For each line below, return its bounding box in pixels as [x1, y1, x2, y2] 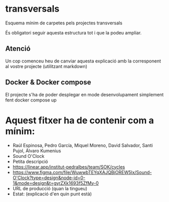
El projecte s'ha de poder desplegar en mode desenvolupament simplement [5, 91, 164, 97]
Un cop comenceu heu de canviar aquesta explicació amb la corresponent [5, 58, 161, 64]
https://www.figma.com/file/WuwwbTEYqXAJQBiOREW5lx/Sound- [12, 169, 152, 175]
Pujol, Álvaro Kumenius [12, 148, 61, 154]
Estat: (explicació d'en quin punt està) [12, 191, 92, 197]
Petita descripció [12, 158, 48, 164]
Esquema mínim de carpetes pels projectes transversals [5, 20, 123, 26]
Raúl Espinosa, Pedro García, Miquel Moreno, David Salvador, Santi [12, 142, 153, 148]
